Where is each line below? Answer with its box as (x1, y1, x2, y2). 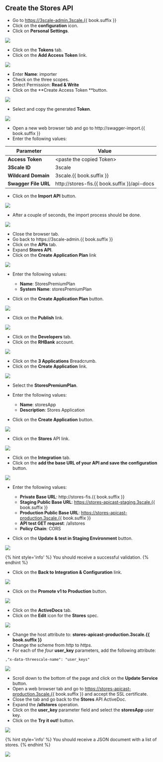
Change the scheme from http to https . (12, 642, 92, 648)
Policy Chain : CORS (19, 525, 61, 531)
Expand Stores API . (12, 247, 53, 253)
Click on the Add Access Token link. (12, 52, 87, 58)
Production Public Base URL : (19, 509, 80, 515)
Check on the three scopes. (12, 76, 70, 82)
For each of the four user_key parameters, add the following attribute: (12, 647, 156, 653)
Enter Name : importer (12, 71, 57, 77)
